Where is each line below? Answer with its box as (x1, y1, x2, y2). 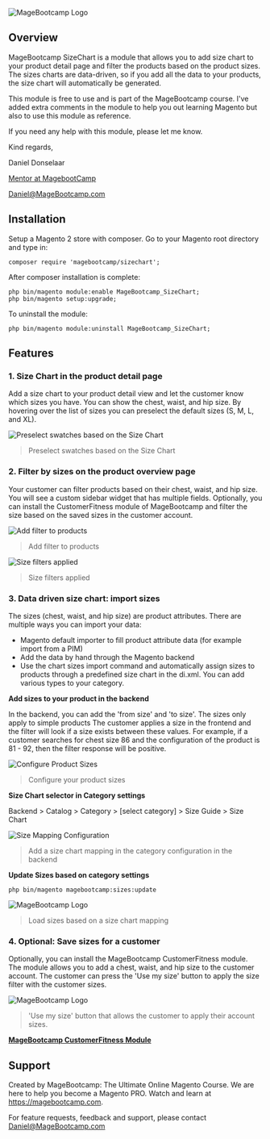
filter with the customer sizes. (8, 980, 107, 990)
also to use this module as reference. (8, 111, 131, 120)
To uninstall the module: (8, 309, 89, 319)
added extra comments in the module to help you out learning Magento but (8, 102, 258, 112)
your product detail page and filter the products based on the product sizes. (8, 60, 260, 70)
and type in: (8, 242, 48, 252)
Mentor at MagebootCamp (8, 173, 97, 183)
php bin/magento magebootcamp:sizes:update (8, 886, 157, 894)
